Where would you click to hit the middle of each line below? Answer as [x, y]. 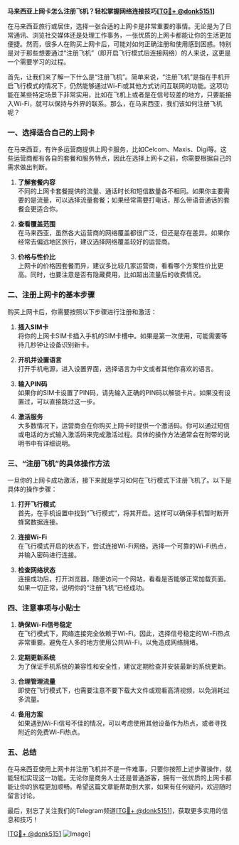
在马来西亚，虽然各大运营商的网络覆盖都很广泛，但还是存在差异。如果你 [123, 233]
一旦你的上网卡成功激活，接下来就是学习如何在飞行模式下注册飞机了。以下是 [119, 480]
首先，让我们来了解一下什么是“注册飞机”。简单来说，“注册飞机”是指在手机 [116, 77]
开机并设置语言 [39, 360]
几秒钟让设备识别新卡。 [58, 345]
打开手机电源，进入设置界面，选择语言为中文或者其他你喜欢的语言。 [117, 368]
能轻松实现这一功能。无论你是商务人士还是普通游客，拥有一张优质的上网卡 [116, 778]
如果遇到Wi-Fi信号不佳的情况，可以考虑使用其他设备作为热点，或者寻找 [122, 723]
